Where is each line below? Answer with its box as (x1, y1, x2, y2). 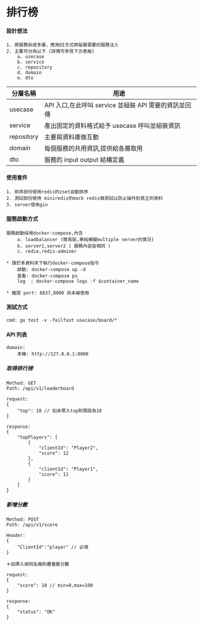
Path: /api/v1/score (6, 522, 59, 528)
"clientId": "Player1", (38, 466, 98, 473)
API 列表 (6, 331, 27, 338)
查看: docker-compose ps (17, 273, 78, 279)
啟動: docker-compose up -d (17, 266, 86, 273)
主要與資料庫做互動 (44, 133, 99, 141)
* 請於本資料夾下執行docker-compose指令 (6, 260, 100, 266)
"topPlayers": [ (17, 435, 59, 441)
